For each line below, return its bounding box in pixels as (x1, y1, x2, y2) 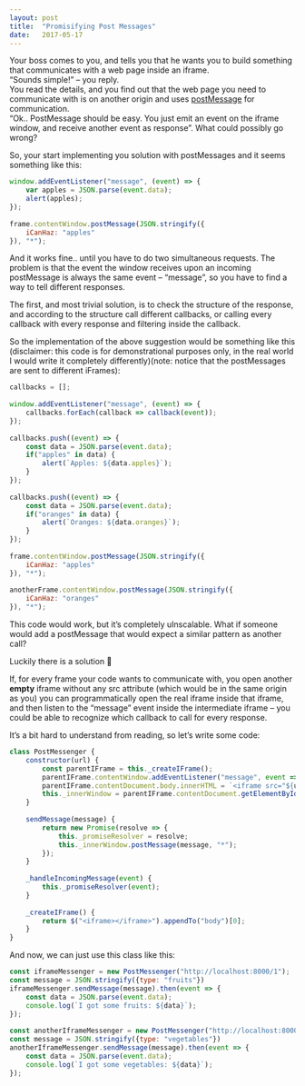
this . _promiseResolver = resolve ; (57, 832, 189, 841)
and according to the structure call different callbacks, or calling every (9, 309, 272, 320)
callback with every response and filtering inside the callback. (9, 319, 241, 330)
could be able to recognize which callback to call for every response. (9, 712, 268, 722)
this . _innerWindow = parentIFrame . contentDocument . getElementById (42, 790, 299, 799)
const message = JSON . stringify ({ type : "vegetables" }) (9, 1035, 221, 1044)
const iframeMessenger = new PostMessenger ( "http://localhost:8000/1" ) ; (9, 967, 290, 977)
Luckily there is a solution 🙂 (9, 656, 113, 666)
